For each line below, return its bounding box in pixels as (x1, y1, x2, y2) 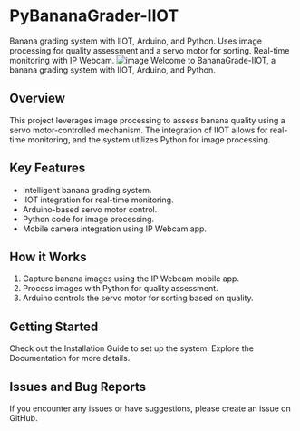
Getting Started (9, 318, 99, 334)
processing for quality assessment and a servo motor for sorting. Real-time (9, 44, 290, 55)
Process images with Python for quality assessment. (22, 283, 219, 294)
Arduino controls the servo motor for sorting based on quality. (22, 292, 254, 304)
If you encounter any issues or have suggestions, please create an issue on (9, 403, 292, 414)
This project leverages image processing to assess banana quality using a (9, 114, 285, 125)
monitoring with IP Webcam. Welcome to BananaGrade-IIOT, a (9, 54, 276, 65)
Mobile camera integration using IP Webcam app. (22, 223, 207, 234)
